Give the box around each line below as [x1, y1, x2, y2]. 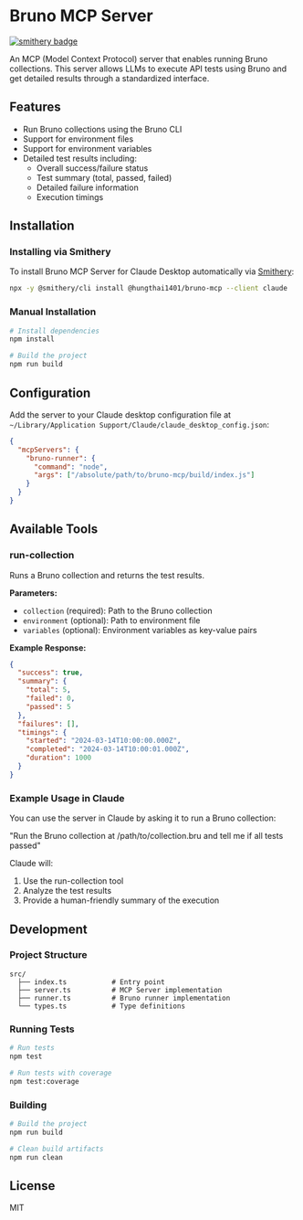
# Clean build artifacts [9, 1144, 104, 1153]
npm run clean [9, 1152, 64, 1162]
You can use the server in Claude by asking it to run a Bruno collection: [9, 812, 277, 823]
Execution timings [36, 191, 104, 202]
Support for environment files [22, 133, 134, 144]
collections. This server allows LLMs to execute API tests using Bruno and [9, 63, 287, 74]
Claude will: [9, 858, 54, 869]
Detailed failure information [36, 182, 139, 193]
